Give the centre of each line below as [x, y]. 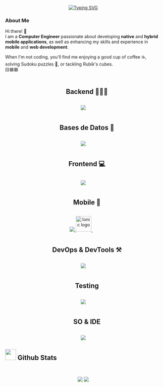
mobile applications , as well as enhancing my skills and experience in [77, 42]
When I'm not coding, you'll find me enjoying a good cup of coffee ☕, [76, 57]
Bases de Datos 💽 [87, 127]
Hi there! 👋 [16, 31]
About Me [17, 20]
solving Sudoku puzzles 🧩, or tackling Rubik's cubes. [59, 64]
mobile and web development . [37, 47]
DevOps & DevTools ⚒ [87, 250]
